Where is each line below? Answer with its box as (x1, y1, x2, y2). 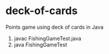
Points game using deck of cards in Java (5, 23, 104, 31)
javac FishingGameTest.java (13, 35, 81, 42)
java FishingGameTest (13, 41, 67, 48)
